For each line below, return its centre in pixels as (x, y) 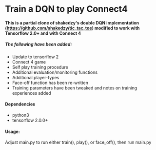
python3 (20, 115)
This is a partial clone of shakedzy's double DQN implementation (72, 22)
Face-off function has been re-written (50, 83)
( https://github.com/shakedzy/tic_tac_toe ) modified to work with (72, 28)
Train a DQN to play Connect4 (67, 9)
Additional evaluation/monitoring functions (55, 72)
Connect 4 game (29, 62)
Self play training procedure (40, 67)
